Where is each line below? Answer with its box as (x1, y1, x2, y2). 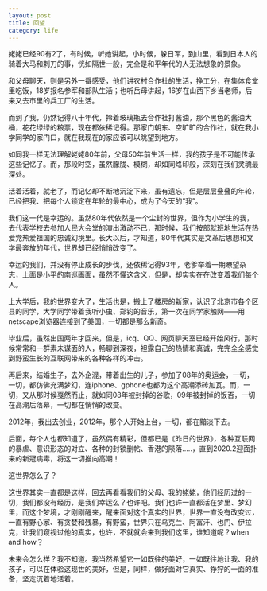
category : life (8, 26, 59, 34)
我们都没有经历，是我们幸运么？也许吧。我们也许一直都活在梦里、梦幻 (21, 498, 252, 507)
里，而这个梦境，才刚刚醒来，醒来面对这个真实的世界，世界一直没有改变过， (8, 507, 259, 517)
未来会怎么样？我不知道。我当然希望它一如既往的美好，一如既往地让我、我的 (8, 554, 259, 564)
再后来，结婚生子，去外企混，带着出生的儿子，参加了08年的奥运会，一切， (8, 371, 254, 380)
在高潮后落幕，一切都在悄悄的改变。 (8, 400, 127, 410)
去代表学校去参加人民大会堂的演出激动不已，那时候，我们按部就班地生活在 (8, 224, 252, 233)
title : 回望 (8, 19, 45, 27)
